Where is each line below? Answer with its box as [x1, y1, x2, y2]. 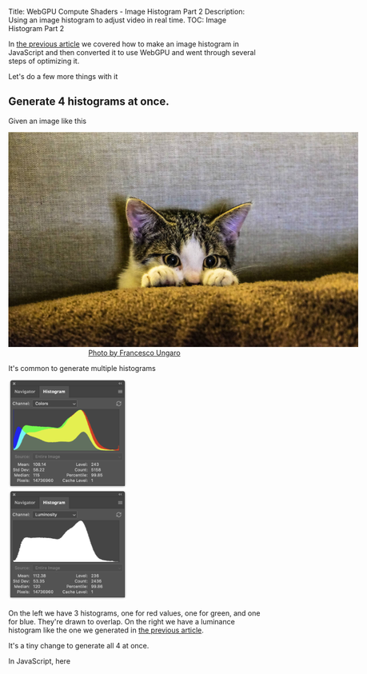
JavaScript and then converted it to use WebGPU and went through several [8, 48, 256, 57]
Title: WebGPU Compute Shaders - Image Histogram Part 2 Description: [8, 7, 245, 16]
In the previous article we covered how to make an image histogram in [8, 39, 240, 49]
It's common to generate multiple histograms [8, 363, 156, 373]
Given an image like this [8, 116, 86, 126]
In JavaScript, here [8, 656, 70, 666]
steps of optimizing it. [8, 56, 80, 66]
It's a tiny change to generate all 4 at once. [8, 641, 150, 651]
